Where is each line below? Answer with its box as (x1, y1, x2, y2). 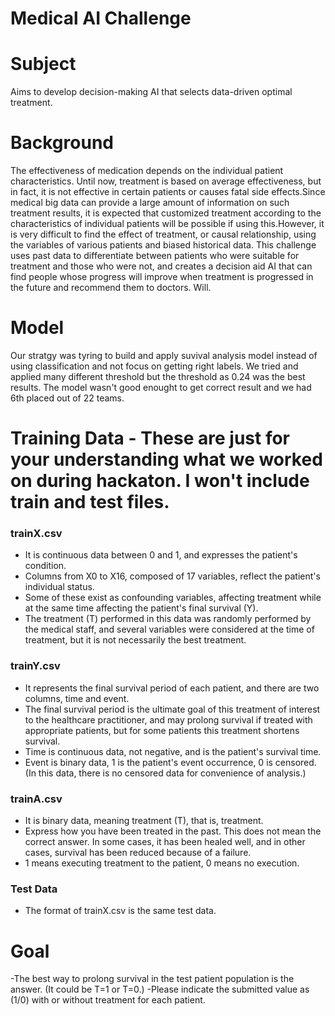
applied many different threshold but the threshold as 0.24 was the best (10, 371, 306, 382)
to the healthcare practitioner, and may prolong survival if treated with (24, 713, 313, 726)
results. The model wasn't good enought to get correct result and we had (10, 382, 312, 393)
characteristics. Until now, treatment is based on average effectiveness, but (10, 175, 322, 187)
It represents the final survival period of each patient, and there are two (24, 682, 320, 694)
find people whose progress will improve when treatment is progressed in (10, 271, 314, 283)
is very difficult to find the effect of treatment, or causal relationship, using (10, 228, 317, 241)
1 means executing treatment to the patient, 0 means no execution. (24, 857, 300, 869)
